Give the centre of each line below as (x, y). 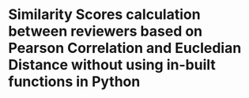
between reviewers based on (106, 31)
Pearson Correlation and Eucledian (125, 48)
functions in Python (74, 82)
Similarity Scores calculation (104, 15)
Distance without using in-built (112, 65)
